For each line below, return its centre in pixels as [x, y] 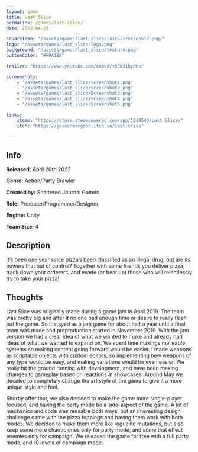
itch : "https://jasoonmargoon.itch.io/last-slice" [80, 126]
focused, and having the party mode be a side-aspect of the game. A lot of [97, 405]
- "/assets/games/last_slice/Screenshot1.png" [75, 82]
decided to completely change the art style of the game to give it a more [94, 380]
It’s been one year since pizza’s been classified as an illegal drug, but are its [98, 260]
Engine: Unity [23, 215]
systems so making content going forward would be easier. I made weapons [99, 349]
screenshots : [22, 77]
